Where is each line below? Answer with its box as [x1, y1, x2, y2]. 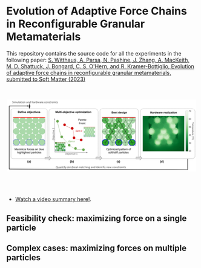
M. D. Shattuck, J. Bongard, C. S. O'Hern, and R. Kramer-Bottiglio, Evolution [6, 62, 195, 70]
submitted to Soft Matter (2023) [6, 75, 86, 83]
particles [6, 252, 41, 263]
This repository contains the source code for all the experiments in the [6, 49, 182, 57]
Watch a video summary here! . [15, 196, 92, 203]
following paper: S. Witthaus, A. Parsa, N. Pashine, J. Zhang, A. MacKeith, [6, 56, 189, 63]
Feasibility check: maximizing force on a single [6, 213, 187, 223]
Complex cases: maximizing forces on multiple [6, 243, 187, 254]
